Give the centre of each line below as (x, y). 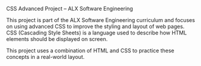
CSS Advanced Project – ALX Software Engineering (70, 9)
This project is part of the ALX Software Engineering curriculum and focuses (100, 20)
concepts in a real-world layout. (46, 57)
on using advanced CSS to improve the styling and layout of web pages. (95, 26)
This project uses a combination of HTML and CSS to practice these (90, 51)
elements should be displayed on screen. (57, 39)
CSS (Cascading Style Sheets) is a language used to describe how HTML (97, 33)
